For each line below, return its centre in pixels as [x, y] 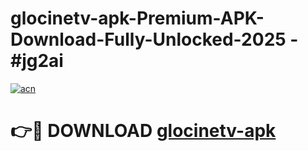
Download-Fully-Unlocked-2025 [148, 39]
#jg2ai [37, 61]
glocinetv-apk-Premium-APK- [137, 18]
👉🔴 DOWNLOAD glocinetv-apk [143, 131]
